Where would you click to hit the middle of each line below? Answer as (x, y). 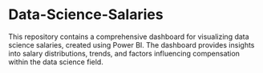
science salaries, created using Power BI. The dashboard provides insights (131, 44)
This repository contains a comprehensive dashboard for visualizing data (129, 36)
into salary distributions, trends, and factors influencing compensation (124, 53)
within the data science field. (56, 62)
